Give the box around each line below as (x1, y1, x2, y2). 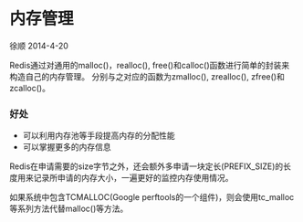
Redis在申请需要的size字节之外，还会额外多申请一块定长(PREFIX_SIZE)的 (9, 161, 284, 172)
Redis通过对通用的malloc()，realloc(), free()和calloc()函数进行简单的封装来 (9, 59, 290, 70)
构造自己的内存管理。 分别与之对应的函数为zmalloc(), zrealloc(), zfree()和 (9, 70, 285, 82)
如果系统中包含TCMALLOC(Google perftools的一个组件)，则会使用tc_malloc (9, 192, 295, 203)
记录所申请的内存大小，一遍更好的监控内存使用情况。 (33, 173, 234, 184)
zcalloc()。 (9, 82, 50, 93)
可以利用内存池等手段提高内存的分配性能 (22, 130, 175, 142)
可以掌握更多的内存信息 (22, 142, 111, 153)
